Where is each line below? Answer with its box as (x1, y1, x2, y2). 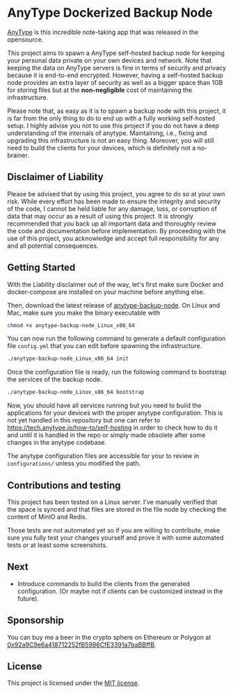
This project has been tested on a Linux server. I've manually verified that (7, 498, 218, 506)
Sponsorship (7, 615, 64, 626)
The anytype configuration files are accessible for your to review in (7, 452, 200, 460)
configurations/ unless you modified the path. (7, 459, 141, 468)
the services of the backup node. (7, 375, 102, 384)
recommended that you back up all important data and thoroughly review (7, 219, 217, 228)
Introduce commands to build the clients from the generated (17, 579, 190, 587)
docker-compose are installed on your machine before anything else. (7, 287, 205, 296)
